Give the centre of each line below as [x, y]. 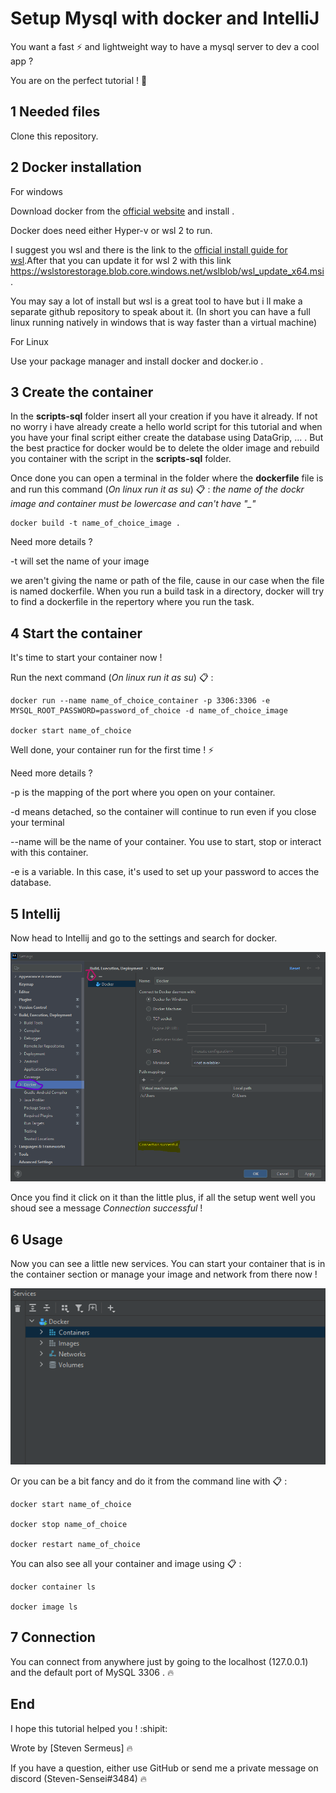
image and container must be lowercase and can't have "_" [133, 504]
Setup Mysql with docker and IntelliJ [165, 18]
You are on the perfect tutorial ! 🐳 [79, 80]
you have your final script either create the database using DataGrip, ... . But [167, 438]
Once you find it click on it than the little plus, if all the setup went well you [163, 1198]
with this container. [49, 853]
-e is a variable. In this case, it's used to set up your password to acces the [165, 872]
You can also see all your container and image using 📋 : [126, 1563]
